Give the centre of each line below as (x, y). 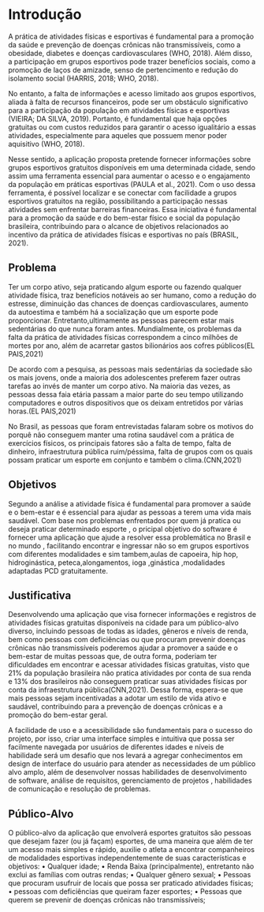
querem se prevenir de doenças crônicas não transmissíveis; (107, 900)
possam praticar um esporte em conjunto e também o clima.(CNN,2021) (125, 460)
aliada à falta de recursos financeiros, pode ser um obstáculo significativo (128, 102)
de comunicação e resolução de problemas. (80, 789)
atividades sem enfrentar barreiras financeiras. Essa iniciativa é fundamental (132, 209)
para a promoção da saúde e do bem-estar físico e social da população (124, 218)
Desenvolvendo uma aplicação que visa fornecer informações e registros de (132, 615)
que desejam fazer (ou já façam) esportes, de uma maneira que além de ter (131, 841)
